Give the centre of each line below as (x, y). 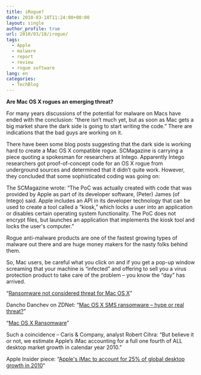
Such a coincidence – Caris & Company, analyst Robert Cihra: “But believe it (100, 334)
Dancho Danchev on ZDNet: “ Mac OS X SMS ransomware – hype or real (95, 305)
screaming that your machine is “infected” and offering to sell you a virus (97, 269)
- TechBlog (25, 85)
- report (22, 57)
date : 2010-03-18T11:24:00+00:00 (48, 17)
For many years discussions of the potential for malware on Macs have (94, 113)
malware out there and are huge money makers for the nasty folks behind (97, 244)
